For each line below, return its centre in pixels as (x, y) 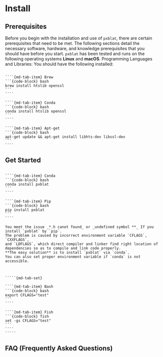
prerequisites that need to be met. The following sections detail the (72, 43)
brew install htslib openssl (35, 86)
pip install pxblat (25, 210)
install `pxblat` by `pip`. (34, 231)
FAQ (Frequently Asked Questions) (59, 348)
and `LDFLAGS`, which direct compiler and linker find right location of (82, 244)
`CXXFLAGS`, (17, 240)
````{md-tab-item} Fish (29, 312)
